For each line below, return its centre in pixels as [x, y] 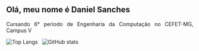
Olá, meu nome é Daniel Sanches [68, 10]
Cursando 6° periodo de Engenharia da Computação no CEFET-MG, [100, 24]
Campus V [19, 30]
